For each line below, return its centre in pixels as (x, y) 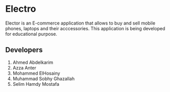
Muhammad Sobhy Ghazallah (44, 78)
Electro (21, 9)
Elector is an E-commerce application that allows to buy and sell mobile (80, 23)
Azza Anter (25, 67)
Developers (24, 50)
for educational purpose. (31, 34)
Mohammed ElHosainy (36, 73)
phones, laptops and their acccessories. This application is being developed (85, 28)
